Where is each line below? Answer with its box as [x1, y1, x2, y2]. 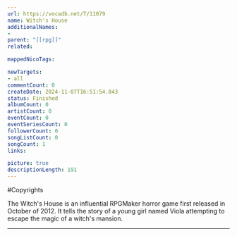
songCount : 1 [7, 140, 46, 148]
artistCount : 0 [7, 108, 52, 115]
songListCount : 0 [7, 134, 59, 141]
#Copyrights [7, 186, 44, 194]
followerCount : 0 [7, 128, 59, 135]
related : [7, 43, 33, 50]
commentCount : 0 [7, 82, 55, 89]
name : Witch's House [7, 17, 68, 24]
